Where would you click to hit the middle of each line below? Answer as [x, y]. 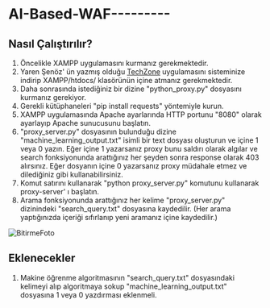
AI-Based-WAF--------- [89, 14]
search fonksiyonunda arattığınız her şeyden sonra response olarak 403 [139, 157]
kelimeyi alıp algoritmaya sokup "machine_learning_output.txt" [123, 286]
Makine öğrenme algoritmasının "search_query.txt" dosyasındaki [127, 277]
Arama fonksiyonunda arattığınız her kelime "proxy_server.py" [123, 200]
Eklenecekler [42, 258]
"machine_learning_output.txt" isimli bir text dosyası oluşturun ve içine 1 [139, 140]
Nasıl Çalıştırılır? [50, 44]
